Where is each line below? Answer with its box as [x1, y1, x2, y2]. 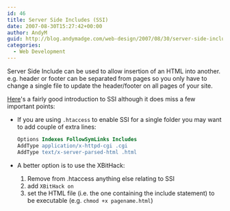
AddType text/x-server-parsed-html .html [16, 149, 138, 156]
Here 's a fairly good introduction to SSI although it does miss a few [7, 95, 196, 103]
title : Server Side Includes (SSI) [7, 16, 109, 23]
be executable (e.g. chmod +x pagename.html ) [27, 196, 153, 204]
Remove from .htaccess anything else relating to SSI [27, 174, 175, 182]
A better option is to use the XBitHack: [16, 161, 125, 169]
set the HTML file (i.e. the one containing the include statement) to [27, 189, 215, 197]
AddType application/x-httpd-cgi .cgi [16, 142, 128, 149]
